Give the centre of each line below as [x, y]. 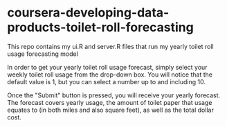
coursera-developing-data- [88, 13]
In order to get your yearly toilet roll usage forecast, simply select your [107, 67]
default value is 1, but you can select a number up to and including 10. [107, 81]
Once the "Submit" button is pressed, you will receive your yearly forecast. [114, 95]
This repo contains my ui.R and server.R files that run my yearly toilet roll [110, 46]
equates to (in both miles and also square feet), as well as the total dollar [111, 110]
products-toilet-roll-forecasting [100, 27]
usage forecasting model [43, 54]
